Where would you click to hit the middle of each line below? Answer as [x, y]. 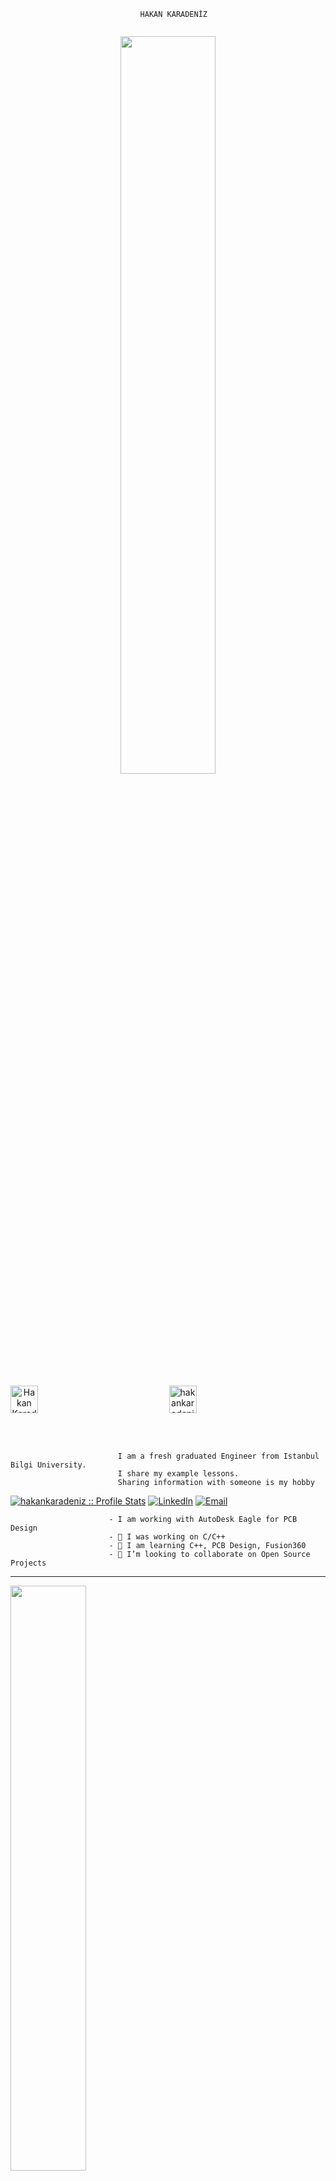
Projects [28, 1563]
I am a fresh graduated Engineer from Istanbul [218, 1456]
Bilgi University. [48, 1465]
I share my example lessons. [178, 1474]
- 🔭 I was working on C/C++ [167, 1537]
